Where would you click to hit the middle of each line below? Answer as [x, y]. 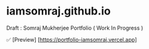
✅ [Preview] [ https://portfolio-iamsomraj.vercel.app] [71, 39]
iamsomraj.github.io [59, 11]
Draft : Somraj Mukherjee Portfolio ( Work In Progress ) [75, 28]
